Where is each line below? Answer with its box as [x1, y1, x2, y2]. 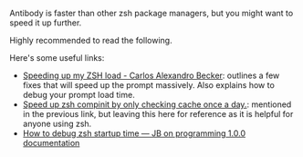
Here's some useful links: [9, 53, 105, 63]
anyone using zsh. [22, 118, 92, 129]
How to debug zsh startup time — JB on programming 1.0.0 [22, 128, 246, 139]
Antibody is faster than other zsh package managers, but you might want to [9, 8, 294, 18]
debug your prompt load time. [22, 90, 135, 100]
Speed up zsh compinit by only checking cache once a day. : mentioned [22, 99, 292, 110]
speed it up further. [9, 17, 82, 28]
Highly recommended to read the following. [9, 35, 172, 45]
